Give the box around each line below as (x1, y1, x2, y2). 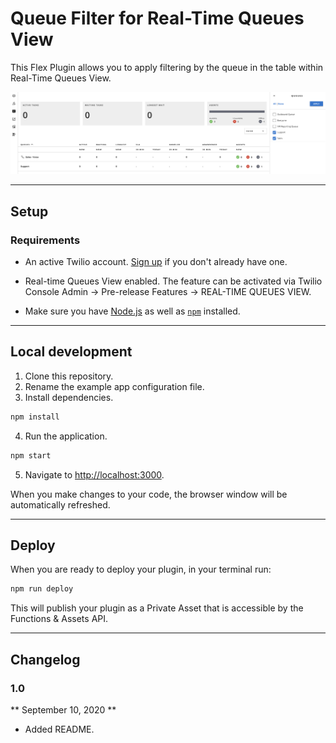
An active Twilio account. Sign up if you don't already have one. (24, 256, 288, 268)
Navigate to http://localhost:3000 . (24, 468, 165, 481)
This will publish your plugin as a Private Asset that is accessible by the (10, 602, 304, 614)
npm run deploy (10, 584, 74, 594)
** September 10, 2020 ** (10, 703, 117, 716)
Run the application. (24, 430, 108, 442)
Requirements (10, 233, 81, 247)
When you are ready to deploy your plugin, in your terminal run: (10, 563, 272, 576)
